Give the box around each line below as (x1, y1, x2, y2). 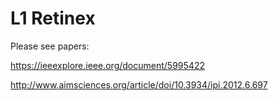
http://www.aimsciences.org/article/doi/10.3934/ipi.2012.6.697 (10, 78, 268, 91)
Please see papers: (10, 40, 90, 52)
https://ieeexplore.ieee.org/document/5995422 (10, 59, 205, 71)
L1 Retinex (10, 7, 96, 30)
